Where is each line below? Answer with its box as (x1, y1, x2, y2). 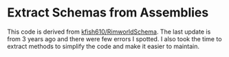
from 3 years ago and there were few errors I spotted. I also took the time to (7, 34, 222, 43)
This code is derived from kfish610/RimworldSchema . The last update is (7, 27, 211, 36)
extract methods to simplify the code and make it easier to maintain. (7, 42, 199, 50)
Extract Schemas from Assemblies (7, 5, 209, 21)
